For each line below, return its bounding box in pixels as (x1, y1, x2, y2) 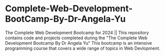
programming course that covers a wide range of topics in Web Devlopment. (5, 45, 161, 51)
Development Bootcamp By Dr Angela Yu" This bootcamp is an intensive (5, 40, 152, 46)
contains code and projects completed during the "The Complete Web (5, 35, 148, 41)
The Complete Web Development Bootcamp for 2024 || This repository (5, 29, 149, 35)
